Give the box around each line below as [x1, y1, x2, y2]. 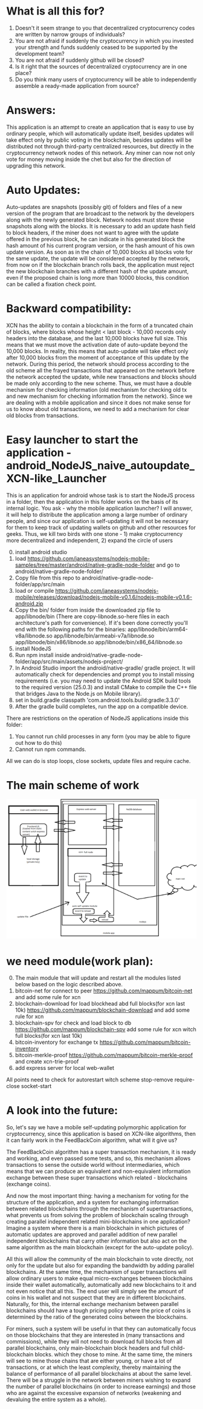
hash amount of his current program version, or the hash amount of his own [6, 242, 195, 249]
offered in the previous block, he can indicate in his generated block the [6, 235, 185, 243]
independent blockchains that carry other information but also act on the [6, 1237, 187, 1245]
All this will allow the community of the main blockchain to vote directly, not [6, 1255, 193, 1263]
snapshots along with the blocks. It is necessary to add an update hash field [6, 222, 196, 229]
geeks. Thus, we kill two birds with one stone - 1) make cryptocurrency [6, 530, 183, 537]
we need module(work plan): [6, 954, 153, 968]
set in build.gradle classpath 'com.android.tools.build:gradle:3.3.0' [14, 696, 180, 704]
